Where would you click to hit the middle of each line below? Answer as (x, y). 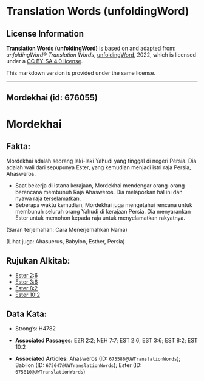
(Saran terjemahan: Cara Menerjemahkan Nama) (67, 230)
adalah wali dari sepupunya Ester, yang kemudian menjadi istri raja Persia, (99, 167)
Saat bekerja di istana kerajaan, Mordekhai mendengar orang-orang (100, 186)
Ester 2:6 (26, 276)
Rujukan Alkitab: (38, 261)
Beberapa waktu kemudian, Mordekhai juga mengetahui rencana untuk (104, 205)
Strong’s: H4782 (35, 329)
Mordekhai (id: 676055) (52, 98)
